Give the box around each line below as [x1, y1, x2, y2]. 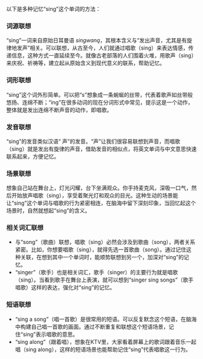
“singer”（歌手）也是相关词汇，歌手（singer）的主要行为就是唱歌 [14, 269, 178, 276]
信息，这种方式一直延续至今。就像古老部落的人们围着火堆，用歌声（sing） [11, 52, 197, 59]
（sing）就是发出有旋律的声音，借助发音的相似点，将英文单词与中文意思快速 [6, 145, 197, 153]
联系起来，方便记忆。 [6, 153, 59, 160]
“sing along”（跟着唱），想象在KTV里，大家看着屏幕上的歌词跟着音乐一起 [14, 338, 197, 345]
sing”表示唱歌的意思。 [22, 331, 79, 338]
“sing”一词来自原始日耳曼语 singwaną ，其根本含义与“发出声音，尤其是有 [6, 37, 187, 44]
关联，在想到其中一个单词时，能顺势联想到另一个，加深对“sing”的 [20, 254, 184, 261]
